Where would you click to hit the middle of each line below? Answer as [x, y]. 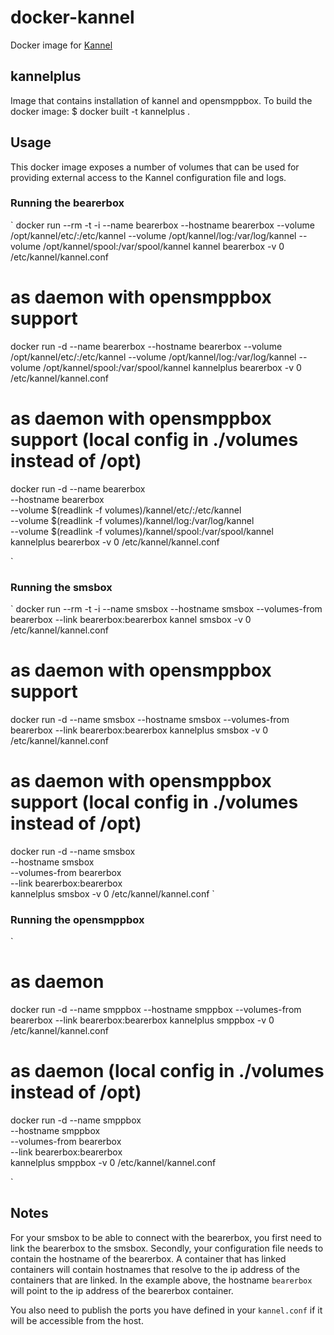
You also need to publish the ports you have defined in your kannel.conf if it [166, 1310]
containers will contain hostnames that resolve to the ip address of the [155, 1269]
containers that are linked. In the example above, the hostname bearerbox [161, 1280]
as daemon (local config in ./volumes [167, 1071]
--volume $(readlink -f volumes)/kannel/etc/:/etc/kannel [126, 510]
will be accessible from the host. [77, 1320]
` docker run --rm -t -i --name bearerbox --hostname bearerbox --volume [162, 225]
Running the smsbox [61, 587]
